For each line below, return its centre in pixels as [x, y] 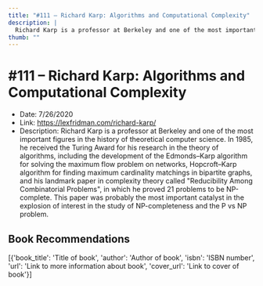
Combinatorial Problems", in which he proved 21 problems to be [122, 190]
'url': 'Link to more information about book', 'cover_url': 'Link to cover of [124, 266]
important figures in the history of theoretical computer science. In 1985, [136, 139]
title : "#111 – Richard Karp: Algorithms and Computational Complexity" [129, 15]
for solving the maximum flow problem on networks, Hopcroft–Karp [128, 165]
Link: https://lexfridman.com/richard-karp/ [88, 123]
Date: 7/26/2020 [46, 114]
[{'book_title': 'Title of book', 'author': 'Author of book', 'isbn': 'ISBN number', [131, 258]
